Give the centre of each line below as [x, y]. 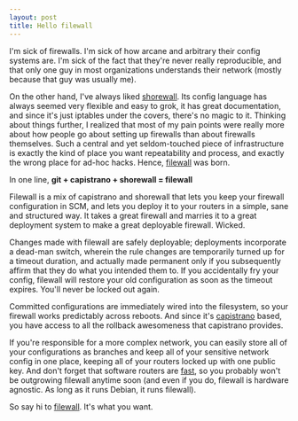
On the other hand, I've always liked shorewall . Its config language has [138, 96]
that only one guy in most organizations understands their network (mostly [145, 70]
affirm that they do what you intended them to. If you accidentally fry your [144, 270]
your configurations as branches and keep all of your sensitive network [139, 352]
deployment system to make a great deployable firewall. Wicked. [127, 225]
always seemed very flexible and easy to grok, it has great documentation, [145, 105]
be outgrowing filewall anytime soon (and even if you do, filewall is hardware [149, 380]
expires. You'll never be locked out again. [84, 289]
